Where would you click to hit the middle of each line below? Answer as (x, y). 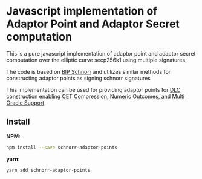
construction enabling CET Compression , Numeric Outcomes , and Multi (96, 96)
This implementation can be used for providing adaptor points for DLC (93, 89)
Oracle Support (25, 103)
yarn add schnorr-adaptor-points (48, 170)
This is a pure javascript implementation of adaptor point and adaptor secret (101, 53)
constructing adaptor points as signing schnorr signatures (79, 78)
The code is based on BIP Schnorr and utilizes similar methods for (89, 71)
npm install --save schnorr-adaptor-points (62, 147)
